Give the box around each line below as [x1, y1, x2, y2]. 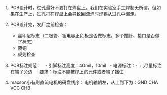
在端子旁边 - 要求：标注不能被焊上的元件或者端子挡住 [10, 69, 124, 75]
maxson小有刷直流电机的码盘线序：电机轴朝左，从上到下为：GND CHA [10, 79, 158, 85]
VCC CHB [10, 85, 31, 91]
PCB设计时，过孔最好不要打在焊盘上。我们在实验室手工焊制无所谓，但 [10, 5, 157, 10]
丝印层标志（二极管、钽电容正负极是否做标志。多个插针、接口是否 [17, 33, 155, 38]
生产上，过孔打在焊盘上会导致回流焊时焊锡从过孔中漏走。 [19, 11, 139, 17]
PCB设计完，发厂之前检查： [10, 22, 68, 27]
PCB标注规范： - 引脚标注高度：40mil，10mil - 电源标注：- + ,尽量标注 [10, 62, 162, 68]
